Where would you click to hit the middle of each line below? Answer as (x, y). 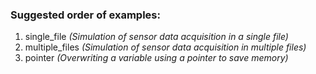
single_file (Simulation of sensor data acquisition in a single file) (156, 37)
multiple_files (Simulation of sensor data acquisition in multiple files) (165, 47)
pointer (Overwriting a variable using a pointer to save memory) (156, 58)
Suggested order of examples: (85, 15)
